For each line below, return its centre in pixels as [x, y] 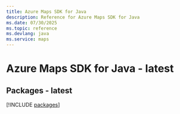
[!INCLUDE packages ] [33, 105]
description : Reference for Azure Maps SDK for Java [73, 17]
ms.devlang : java [28, 34]
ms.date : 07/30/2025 [32, 23]
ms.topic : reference [32, 28]
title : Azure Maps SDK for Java [46, 12]
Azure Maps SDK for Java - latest [90, 69]
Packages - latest [39, 91]
